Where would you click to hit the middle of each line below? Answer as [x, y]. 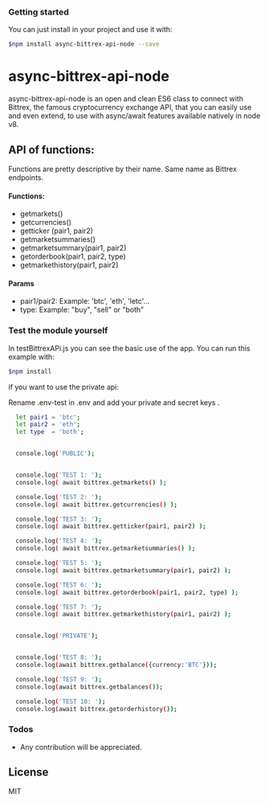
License [29, 773]
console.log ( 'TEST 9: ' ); [59, 679]
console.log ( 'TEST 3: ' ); [59, 519]
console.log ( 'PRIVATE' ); [57, 636]
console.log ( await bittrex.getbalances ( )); [89, 687]
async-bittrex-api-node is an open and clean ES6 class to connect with [126, 99]
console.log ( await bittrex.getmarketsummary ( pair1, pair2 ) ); [123, 570]
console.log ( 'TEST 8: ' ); [59, 657]
